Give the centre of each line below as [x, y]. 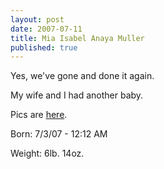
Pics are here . [39, 115]
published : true [44, 47]
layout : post [37, 19]
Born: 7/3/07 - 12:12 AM [59, 134]
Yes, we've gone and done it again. [82, 76]
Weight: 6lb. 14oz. [47, 153]
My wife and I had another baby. [77, 95]
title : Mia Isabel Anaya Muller [77, 38]
